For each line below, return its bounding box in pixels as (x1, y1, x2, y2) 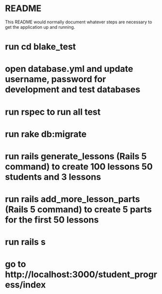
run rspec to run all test (5, 106, 101, 117)
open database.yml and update (5, 64, 133, 74)
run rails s (5, 237, 46, 248)
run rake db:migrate (5, 128, 87, 139)
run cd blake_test (5, 41, 76, 52)
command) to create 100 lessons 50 (5, 161, 153, 172)
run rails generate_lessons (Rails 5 (5, 151, 147, 162)
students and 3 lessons (5, 171, 101, 182)
